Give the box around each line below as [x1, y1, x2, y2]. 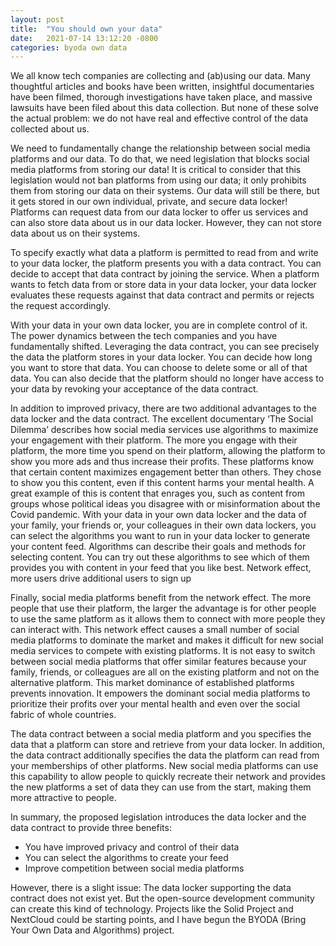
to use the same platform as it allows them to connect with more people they [10, 613, 326, 625]
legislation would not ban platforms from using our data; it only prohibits [10, 174, 307, 186]
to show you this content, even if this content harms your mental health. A [10, 477, 315, 489]
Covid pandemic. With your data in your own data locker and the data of [10, 509, 307, 521]
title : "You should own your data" [10, 24, 163, 34]
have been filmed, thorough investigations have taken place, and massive [10, 91, 313, 103]
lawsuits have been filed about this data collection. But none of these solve [10, 102, 319, 114]
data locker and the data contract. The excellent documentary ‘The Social [10, 413, 314, 425]
